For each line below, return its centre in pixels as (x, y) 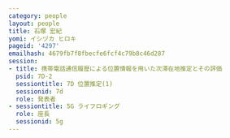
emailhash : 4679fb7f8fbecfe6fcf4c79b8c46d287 (87, 54)
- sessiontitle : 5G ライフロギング (64, 106)
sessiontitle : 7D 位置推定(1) (65, 84)
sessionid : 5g (39, 122)
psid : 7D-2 (34, 76)
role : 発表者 (36, 99)
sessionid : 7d (39, 91)
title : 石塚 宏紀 (35, 31)
